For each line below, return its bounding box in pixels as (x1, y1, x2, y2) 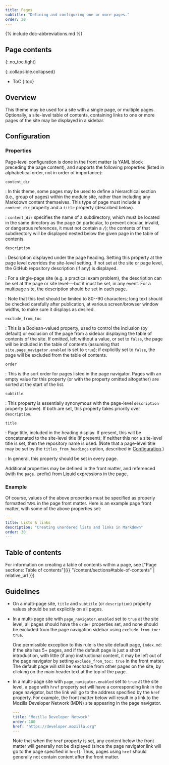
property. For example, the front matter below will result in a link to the (12, 695, 159, 701)
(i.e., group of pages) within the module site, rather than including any (5, 194, 150, 200)
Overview (5, 93, 37, 102)
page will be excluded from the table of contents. (5, 352, 107, 358)
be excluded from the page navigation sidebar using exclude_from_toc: (12, 626, 161, 632)
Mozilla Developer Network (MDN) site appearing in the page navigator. (12, 700, 161, 706)
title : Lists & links (5, 520, 51, 525)
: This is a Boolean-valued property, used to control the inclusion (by (5, 325, 148, 331)
